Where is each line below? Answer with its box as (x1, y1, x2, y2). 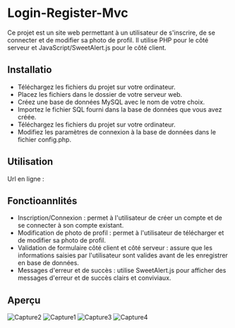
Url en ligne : (7, 175, 44, 183)
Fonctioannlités (7, 194, 78, 206)
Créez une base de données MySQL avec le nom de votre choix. (17, 98, 205, 106)
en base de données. (17, 259, 80, 267)
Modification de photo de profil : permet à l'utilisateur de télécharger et (17, 228, 224, 238)
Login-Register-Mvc (7, 5, 128, 21)
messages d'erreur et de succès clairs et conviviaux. (17, 274, 171, 282)
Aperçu (7, 294, 41, 306)
